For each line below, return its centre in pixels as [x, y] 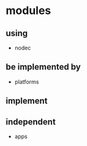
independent [31, 122]
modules [28, 11]
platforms [27, 82]
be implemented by [43, 67]
